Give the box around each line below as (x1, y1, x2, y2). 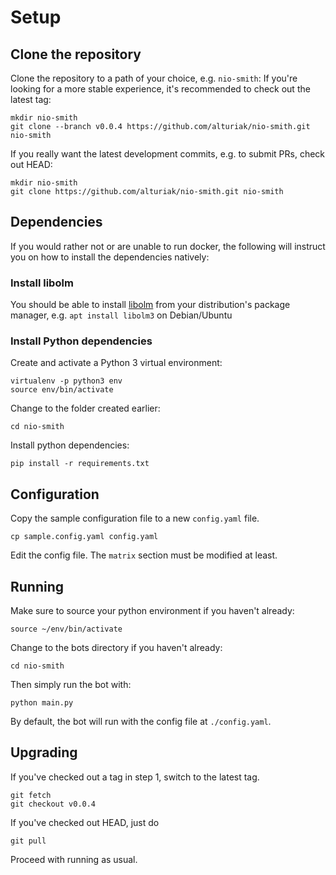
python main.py (10, 698, 74, 708)
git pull (10, 836, 47, 846)
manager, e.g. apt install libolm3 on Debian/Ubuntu (10, 309, 233, 321)
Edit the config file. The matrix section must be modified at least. (10, 549, 278, 561)
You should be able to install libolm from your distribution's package (10, 299, 291, 311)
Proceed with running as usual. (10, 853, 138, 865)
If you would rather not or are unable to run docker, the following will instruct (10, 240, 326, 252)
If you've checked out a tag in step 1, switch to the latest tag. (10, 771, 260, 783)
